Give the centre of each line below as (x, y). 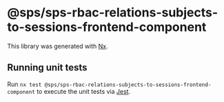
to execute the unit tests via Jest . (84, 91)
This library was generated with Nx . (58, 46)
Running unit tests (47, 67)
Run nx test (24, 84)
